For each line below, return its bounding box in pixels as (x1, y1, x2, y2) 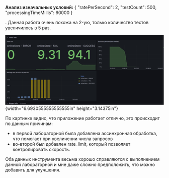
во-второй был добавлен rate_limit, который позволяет (12, 141, 131, 147)
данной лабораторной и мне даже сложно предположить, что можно (5, 161, 155, 168)
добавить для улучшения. (5, 167, 60, 173)
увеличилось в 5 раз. (5, 25, 51, 31)
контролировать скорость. (12, 146, 70, 153)
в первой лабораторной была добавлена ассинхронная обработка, (12, 131, 157, 137)
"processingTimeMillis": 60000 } (5, 10, 73, 16)
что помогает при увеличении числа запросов (12, 136, 113, 142)
